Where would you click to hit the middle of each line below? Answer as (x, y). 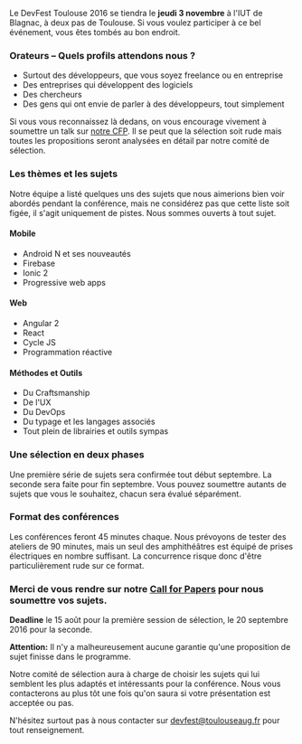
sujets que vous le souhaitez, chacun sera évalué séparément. (125, 494)
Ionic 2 (35, 273)
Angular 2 (41, 323)
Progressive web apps (64, 282)
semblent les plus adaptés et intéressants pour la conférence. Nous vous (145, 684)
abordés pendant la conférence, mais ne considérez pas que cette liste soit (150, 203)
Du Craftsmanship (56, 393)
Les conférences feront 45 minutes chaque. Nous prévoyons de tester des (148, 536)
